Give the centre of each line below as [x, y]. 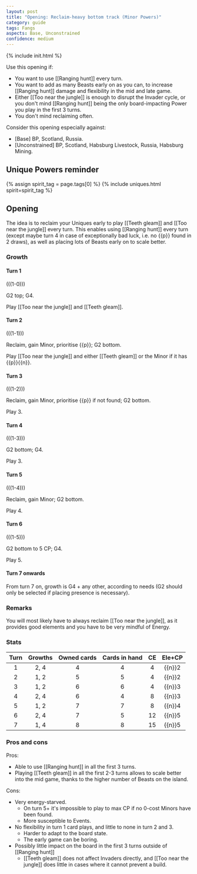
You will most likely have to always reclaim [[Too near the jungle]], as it [92, 621]
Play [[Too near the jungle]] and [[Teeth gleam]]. [65, 307]
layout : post [22, 11]
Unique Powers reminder [53, 170]
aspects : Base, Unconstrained [43, 34]
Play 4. [14, 510]
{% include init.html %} [34, 56]
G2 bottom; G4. [25, 450]
